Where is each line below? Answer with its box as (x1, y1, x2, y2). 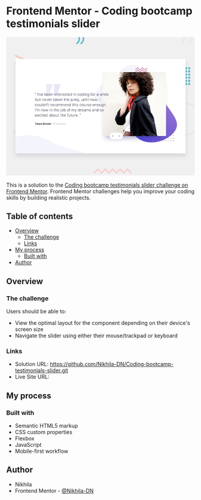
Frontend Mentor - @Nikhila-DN (14, 487, 94, 494)
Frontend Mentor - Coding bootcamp (6, 4, 193, 18)
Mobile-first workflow (14, 447, 69, 455)
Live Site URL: (14, 373, 50, 380)
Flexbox (14, 435, 35, 442)
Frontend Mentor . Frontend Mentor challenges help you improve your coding (6, 187, 195, 195)
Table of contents (6, 211, 73, 221)
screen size (14, 326, 44, 333)
